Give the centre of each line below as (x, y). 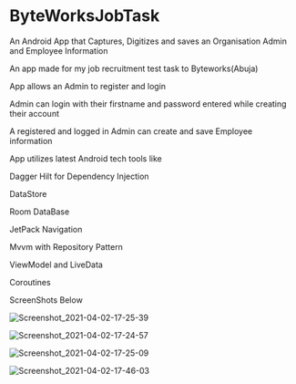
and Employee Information (59, 50)
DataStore (28, 193)
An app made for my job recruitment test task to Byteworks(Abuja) (134, 68)
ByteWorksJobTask (85, 16)
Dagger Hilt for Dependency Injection (79, 176)
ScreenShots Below (46, 300)
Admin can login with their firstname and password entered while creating (148, 104)
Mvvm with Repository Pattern (66, 246)
